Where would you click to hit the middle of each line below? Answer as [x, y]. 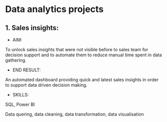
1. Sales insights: [32, 28]
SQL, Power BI [20, 104]
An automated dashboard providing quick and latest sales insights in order [82, 80]
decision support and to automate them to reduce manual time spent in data [83, 55]
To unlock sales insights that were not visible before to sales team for [77, 49]
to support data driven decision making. [46, 85]
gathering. [16, 60]
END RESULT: [27, 70]
